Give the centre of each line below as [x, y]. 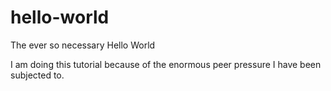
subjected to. [37, 75]
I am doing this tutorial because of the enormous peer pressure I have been [166, 64]
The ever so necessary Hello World [83, 45]
